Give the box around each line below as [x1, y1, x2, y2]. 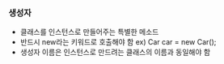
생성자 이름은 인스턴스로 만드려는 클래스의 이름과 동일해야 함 [19, 47, 211, 58]
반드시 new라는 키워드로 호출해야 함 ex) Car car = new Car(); [19, 37, 217, 47]
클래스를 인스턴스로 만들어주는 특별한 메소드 [19, 27, 159, 37]
